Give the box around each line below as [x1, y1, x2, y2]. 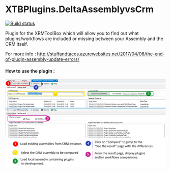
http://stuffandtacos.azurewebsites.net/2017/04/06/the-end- [37, 51, 165, 57]
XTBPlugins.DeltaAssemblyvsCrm [5, 4, 154, 15]
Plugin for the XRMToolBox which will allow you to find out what [5, 30, 139, 36]
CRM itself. [5, 41, 28, 47]
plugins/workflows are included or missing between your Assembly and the [5, 36, 164, 42]
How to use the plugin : [5, 67, 55, 74]
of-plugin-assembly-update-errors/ [5, 56, 80, 62]
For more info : [5, 51, 36, 57]
